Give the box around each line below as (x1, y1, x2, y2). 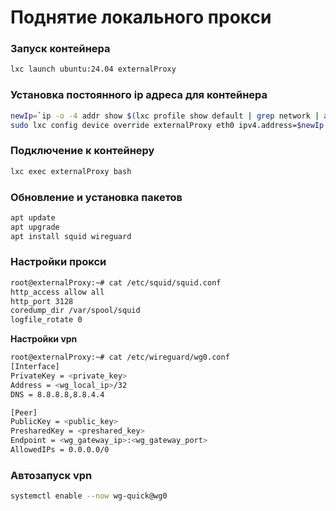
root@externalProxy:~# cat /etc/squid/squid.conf (10, 277, 222, 288)
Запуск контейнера (10, 42, 111, 56)
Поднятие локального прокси (10, 6, 272, 29)
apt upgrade (10, 222, 60, 232)
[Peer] (10, 407, 38, 418)
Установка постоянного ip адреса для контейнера (10, 88, 268, 102)
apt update (10, 212, 56, 223)
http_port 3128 (10, 296, 74, 306)
